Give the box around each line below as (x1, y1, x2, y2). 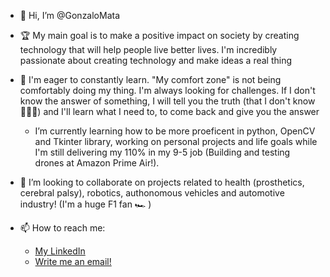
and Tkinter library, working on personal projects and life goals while (34, 136, 318, 147)
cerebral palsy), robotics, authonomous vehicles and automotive (19, 187, 285, 199)
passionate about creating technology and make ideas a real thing (19, 55, 293, 66)
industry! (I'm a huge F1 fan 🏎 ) (19, 198, 152, 210)
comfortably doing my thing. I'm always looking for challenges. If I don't (19, 85, 316, 96)
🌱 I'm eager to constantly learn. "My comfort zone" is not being (19, 74, 282, 85)
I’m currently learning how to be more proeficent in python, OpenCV (34, 125, 316, 137)
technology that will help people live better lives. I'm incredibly (19, 44, 278, 55)
